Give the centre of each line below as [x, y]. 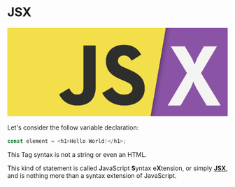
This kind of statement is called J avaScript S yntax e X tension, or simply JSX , [117, 168]
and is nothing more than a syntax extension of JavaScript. [92, 176]
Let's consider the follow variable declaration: [73, 127]
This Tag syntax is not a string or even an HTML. [77, 155]
